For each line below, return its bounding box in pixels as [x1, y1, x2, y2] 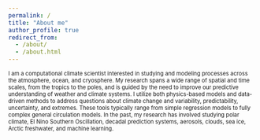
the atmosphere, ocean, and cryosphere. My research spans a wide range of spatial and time [8, 76, 251, 84]
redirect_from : [8, 33, 58, 42]
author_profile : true [8, 26, 80, 34]
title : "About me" [8, 19, 69, 27]
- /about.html [15, 48, 61, 56]
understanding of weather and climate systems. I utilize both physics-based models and [8, 90, 237, 98]
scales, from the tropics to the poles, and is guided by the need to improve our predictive [8, 83, 239, 91]
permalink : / [8, 11, 51, 20]
